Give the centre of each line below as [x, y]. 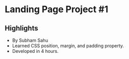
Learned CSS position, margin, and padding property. [68, 46]
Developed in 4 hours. [35, 51]
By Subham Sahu [30, 40]
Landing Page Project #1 [57, 9]
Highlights [22, 28]
